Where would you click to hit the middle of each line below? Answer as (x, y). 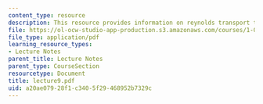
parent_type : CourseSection (54, 66)
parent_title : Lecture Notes (56, 59)
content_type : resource (47, 15)
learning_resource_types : (50, 45)
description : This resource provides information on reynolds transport (129, 23)
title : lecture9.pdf (42, 81)
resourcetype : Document (47, 74)
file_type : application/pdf (54, 37)
